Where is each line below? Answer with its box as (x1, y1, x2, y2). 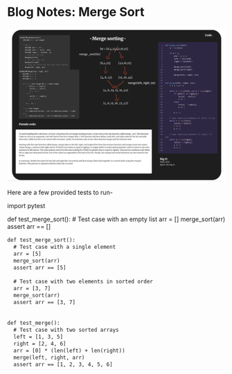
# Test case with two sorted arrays (13, 326, 119, 333)
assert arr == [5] (13, 264, 67, 271)
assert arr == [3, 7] (13, 299, 76, 306)
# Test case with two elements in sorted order (13, 278, 154, 285)
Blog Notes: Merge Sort (7, 4, 145, 20)
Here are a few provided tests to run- (7, 188, 113, 196)
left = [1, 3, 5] (13, 333, 64, 340)
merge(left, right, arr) (13, 354, 85, 361)
